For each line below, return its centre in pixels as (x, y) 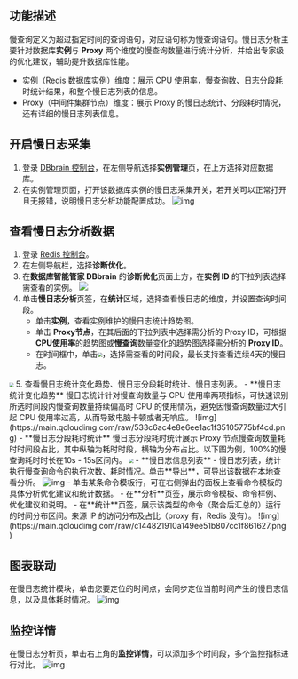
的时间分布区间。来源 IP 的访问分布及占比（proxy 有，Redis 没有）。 (133, 516)
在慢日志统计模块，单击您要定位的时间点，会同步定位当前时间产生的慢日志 (145, 588)
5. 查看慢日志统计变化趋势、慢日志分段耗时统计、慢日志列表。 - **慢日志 (149, 384)
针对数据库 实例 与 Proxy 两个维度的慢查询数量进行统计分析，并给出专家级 (150, 50)
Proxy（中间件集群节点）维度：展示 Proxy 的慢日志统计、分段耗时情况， (154, 102)
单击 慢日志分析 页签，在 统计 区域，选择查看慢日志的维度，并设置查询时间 (154, 299)
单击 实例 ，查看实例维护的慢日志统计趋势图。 (117, 321)
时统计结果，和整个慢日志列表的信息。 (92, 91)
